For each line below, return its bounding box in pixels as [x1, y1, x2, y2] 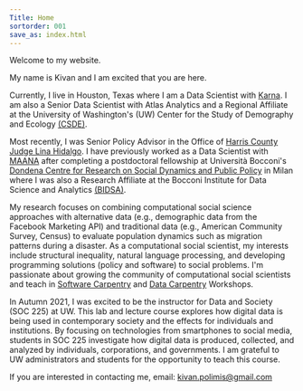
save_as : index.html [9, 30, 88, 39]
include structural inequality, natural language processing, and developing [9, 250, 286, 261]
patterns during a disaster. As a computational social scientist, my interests [9, 241, 289, 252]
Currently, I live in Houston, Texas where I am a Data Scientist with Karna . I [9, 90, 288, 100]
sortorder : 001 [9, 22, 67, 31]
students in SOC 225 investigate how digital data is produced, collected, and [9, 335, 295, 346]
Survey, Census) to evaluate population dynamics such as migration [9, 231, 262, 242]
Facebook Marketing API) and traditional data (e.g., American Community [9, 221, 283, 232]
